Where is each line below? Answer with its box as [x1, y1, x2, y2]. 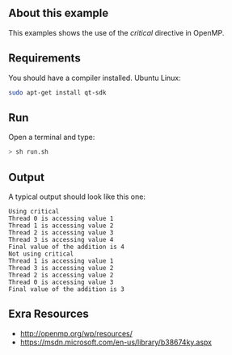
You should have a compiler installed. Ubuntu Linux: [8, 73, 182, 82]
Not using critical [8, 250, 74, 258]
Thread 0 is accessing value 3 [8, 278, 114, 286]
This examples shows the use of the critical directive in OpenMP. [8, 27, 225, 37]
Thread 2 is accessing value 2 [8, 271, 114, 279]
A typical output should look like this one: [8, 192, 146, 201]
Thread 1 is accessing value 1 [8, 257, 114, 265]
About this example [8, 6, 109, 20]
